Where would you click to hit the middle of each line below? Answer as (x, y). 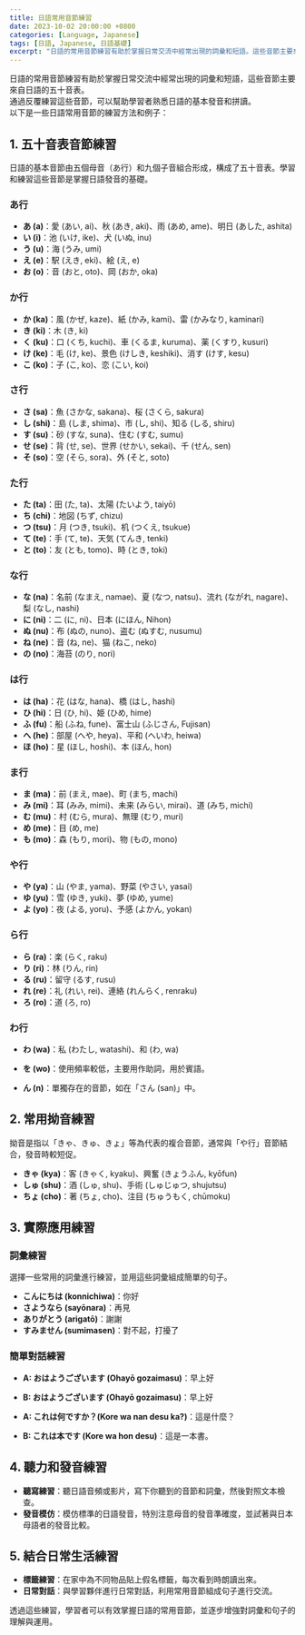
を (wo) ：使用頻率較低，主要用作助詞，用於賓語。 (116, 1068)
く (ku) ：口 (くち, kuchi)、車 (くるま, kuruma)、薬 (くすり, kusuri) (146, 342)
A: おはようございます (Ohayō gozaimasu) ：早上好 (118, 1378)
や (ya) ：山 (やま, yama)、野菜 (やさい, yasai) (108, 887)
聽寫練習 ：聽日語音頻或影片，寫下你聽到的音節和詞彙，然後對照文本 (150, 1491)
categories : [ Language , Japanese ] (75, 35)
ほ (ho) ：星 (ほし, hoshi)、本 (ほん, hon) (97, 747)
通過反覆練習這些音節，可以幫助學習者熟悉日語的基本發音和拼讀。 (133, 102)
